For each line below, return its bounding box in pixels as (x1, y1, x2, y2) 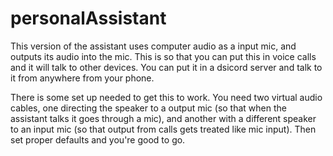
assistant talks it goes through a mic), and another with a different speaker (10, 112, 317, 124)
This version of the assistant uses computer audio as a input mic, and (10, 40, 297, 52)
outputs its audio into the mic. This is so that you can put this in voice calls (10, 50, 317, 62)
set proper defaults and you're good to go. (10, 133, 186, 146)
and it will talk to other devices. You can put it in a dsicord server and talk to (10, 61, 323, 73)
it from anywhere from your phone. (10, 72, 155, 84)
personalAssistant (10, 7, 167, 30)
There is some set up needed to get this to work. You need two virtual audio (10, 91, 323, 103)
